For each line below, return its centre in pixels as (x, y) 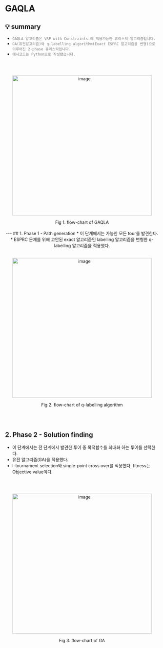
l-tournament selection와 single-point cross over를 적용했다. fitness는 (81, 465)
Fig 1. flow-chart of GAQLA (82, 222)
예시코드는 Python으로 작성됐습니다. (44, 54)
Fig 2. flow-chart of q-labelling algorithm (82, 405)
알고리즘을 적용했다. (91, 246)
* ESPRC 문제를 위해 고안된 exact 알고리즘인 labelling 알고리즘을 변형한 (79, 240)
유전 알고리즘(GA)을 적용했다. (40, 459)
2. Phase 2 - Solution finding (49, 435)
